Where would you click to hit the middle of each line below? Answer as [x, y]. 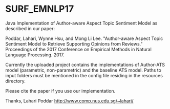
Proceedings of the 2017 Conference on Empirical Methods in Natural [79, 49]
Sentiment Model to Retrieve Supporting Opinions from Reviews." [74, 43]
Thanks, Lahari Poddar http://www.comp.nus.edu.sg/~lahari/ [69, 101]
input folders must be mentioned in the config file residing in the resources [84, 75]
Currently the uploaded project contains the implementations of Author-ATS [85, 64]
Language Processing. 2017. [35, 55]
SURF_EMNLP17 [40, 9]
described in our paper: [30, 28]
